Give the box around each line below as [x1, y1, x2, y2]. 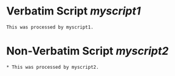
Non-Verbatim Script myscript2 [6, 44, 169, 58]
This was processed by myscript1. [6, 24, 94, 30]
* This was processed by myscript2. [6, 64, 99, 70]
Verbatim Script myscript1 [6, 4, 141, 18]
